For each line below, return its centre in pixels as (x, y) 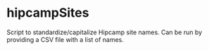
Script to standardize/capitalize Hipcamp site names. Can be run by (104, 32)
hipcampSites (48, 13)
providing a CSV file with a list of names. (65, 39)
